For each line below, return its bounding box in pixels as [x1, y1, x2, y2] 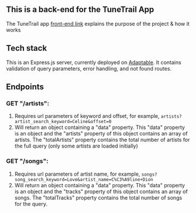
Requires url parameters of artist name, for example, [14, 170, 141, 177]
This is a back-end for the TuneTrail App [6, 5, 155, 15]
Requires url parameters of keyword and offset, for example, [14, 113, 160, 120]
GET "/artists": [6, 99, 50, 107]
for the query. [14, 200, 48, 207]
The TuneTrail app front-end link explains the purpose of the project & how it [6, 20, 190, 27]
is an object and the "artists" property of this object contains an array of [14, 130, 188, 137]
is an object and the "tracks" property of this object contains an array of [14, 188, 188, 195]
